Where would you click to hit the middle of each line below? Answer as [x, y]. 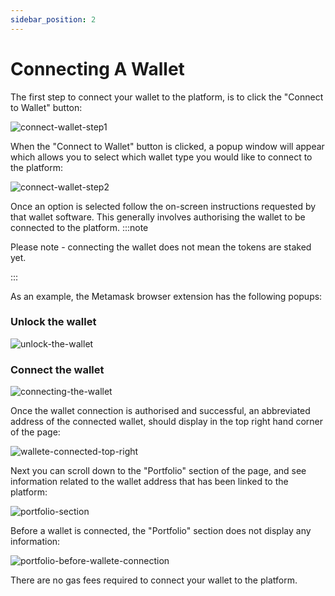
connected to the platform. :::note [79, 227]
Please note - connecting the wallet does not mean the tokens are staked [161, 247]
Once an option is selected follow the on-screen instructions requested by [163, 206]
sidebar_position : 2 [53, 19]
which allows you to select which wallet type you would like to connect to [161, 157]
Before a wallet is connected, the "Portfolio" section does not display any [161, 531]
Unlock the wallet [53, 322]
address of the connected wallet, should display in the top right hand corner [167, 422]
